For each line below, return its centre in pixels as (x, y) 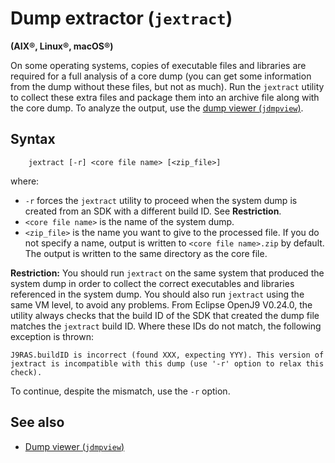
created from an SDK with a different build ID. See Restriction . (153, 211)
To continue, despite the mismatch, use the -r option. (120, 391)
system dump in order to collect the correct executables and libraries (152, 283)
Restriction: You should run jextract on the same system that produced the (167, 273)
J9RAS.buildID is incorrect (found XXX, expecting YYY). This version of (167, 355)
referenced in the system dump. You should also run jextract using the (157, 294)
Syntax (33, 139)
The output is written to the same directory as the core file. (146, 253)
